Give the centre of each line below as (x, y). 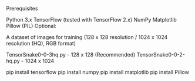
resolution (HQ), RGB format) (41, 43)
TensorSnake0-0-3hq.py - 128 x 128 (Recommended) (71, 54)
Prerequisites (22, 8)
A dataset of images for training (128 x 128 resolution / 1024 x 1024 (87, 37)
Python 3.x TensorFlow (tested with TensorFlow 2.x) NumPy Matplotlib (92, 20)
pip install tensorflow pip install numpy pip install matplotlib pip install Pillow (97, 72)
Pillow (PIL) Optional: (31, 26)
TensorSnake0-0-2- (161, 54)
